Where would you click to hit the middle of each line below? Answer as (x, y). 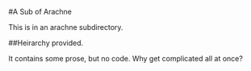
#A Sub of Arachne (40, 12)
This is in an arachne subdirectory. (66, 27)
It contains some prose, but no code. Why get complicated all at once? (126, 58)
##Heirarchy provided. (46, 43)
